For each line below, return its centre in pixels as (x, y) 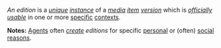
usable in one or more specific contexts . (64, 17)
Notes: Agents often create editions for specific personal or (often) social (110, 31)
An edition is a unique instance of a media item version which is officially (110, 10)
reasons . (19, 38)
